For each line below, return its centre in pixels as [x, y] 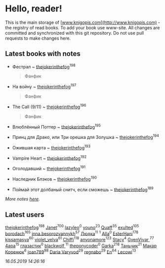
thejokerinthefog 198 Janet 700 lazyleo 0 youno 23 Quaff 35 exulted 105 [72, 227]
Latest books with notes [43, 54]
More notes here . [23, 199]
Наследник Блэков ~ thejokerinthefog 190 [55, 178]
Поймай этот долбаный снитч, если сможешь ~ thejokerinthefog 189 [83, 189]
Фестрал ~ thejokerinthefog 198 [44, 66]
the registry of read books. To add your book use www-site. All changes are [82, 27]
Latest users [25, 215]
